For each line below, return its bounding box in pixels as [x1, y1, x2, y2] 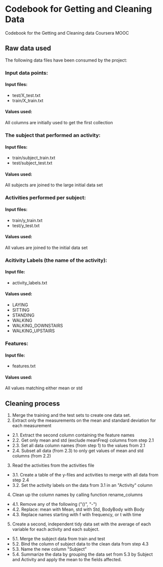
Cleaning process [5, 399, 60, 408]
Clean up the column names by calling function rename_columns [12, 492, 143, 498]
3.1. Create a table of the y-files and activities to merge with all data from [12, 472, 159, 478]
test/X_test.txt [12, 92, 41, 98]
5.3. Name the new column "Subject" [12, 546, 87, 552]
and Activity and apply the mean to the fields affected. [12, 557, 122, 563]
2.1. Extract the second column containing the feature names [12, 432, 135, 438]
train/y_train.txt [12, 217, 43, 223]
